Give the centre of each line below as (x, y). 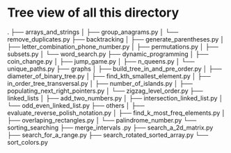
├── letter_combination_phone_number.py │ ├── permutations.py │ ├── (113, 46)
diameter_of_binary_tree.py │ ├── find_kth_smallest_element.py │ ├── (109, 76)
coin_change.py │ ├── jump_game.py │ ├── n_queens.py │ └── (101, 61)
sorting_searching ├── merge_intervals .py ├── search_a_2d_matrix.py (110, 127)
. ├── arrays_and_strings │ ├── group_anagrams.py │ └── (93, 32)
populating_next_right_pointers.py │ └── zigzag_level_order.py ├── (105, 91)
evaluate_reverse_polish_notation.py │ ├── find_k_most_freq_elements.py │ (117, 113)
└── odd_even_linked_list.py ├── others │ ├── (76, 105)
